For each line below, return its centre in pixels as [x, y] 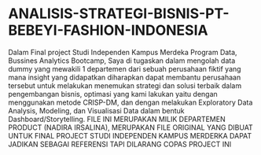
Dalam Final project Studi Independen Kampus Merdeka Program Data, [123, 52]
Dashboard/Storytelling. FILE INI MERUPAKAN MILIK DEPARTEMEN [117, 119]
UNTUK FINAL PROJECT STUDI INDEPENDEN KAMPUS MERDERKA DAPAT [130, 135]
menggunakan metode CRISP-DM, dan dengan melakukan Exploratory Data [130, 102]
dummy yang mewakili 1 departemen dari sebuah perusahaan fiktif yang [125, 68]
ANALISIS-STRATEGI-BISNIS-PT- [119, 14]
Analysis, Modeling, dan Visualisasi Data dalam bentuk [96, 110]
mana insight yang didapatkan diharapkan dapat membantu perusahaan [125, 77]
